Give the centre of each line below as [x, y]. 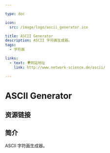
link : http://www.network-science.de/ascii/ [60, 67]
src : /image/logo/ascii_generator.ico [49, 27]
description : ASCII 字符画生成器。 [38, 40]
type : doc [15, 14]
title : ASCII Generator [29, 36]
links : [12, 58]
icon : [10, 22]
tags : [10, 45]
